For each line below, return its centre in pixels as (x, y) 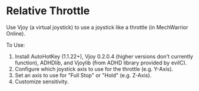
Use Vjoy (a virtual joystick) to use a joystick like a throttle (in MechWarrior (97, 27)
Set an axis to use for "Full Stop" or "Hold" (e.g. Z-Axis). (83, 75)
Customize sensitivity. (42, 82)
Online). (16, 33)
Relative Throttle (48, 11)
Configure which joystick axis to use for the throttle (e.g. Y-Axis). (94, 69)
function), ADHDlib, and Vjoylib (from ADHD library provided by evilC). (101, 63)
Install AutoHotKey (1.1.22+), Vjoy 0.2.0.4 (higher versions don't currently (104, 56)
